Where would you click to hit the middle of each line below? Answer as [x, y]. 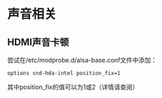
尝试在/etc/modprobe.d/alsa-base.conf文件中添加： [82, 60]
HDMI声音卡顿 [38, 42]
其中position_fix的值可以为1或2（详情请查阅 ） [73, 87]
